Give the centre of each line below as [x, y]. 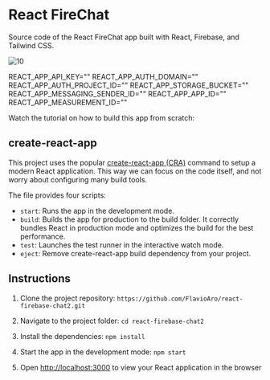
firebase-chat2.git [53, 306]
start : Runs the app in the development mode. [97, 210]
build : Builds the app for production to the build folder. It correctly [129, 219]
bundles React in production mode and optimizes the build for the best [137, 227]
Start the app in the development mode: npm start [103, 352]
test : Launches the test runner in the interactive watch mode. [122, 245]
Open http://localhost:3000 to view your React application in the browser [141, 367]
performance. [43, 236]
